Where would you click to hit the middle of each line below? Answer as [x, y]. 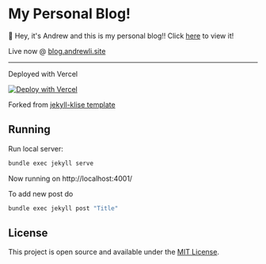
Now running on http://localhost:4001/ [70, 178]
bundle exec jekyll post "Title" [63, 208]
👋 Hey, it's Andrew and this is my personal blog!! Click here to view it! [121, 36]
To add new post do [41, 193]
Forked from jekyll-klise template [62, 105]
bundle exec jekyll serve [51, 163]
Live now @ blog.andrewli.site [57, 51]
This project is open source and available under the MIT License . [114, 252]
